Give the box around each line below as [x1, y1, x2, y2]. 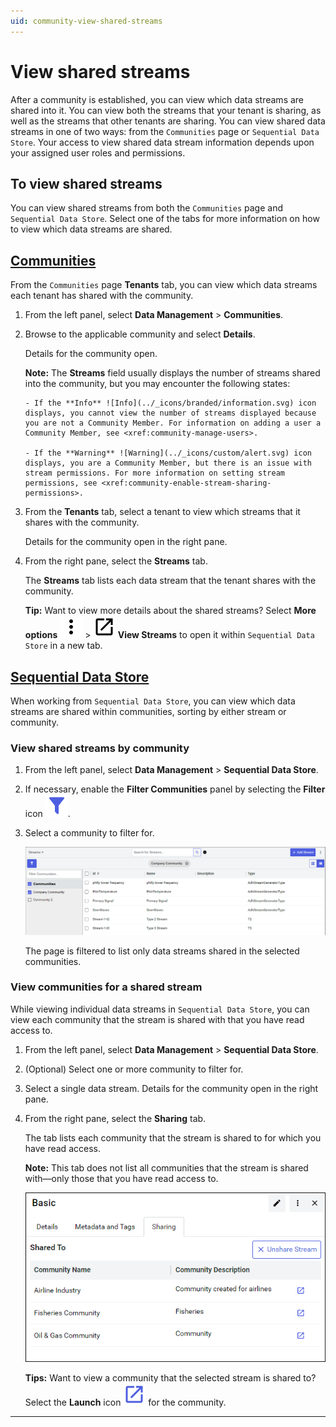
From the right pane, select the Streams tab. [24, 555, 208, 567]
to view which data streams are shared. [10, 223, 173, 235]
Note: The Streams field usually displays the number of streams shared [24, 367, 321, 379]
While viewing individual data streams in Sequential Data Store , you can [10, 1003, 310, 1015]
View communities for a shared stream [10, 980, 203, 994]
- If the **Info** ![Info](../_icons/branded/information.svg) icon [24, 398, 317, 409]
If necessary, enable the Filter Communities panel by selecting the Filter [24, 783, 326, 795]
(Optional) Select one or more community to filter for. [24, 1063, 244, 1075]
